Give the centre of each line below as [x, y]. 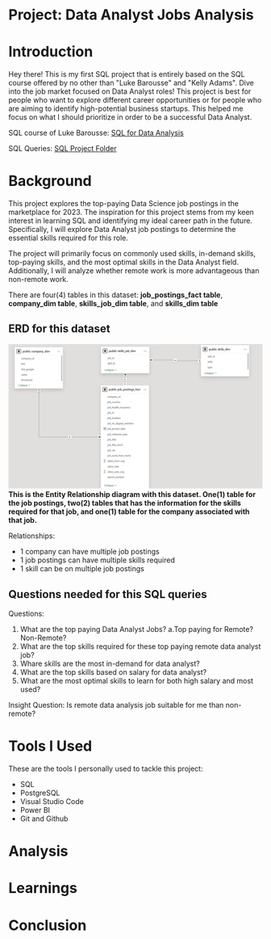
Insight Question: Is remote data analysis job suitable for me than [116, 705]
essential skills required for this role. [69, 238]
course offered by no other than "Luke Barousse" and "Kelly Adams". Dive [131, 83]
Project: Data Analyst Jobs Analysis [131, 15]
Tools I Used [50, 746]
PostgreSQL [40, 793]
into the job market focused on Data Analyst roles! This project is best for [130, 91]
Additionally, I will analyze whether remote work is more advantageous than [134, 271]
